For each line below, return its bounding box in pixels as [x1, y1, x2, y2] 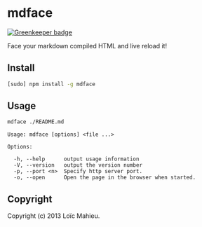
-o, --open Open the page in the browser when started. [13, 174, 196, 181]
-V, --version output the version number [13, 162, 142, 169]
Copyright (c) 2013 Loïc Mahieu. [7, 212, 100, 220]
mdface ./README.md [7, 118, 65, 125]
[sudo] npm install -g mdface [7, 81, 96, 88]
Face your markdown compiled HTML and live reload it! [7, 41, 167, 50]
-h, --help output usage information [13, 156, 140, 163]
